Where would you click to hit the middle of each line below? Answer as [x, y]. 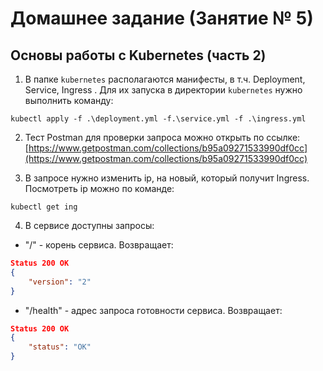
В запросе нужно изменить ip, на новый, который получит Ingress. [167, 178]
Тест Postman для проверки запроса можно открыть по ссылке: [162, 137]
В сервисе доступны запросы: [89, 225]
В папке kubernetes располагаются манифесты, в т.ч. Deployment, [165, 79]
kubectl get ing [44, 207]
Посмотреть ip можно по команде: [99, 188]
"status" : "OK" [60, 347]
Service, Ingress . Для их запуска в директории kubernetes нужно [163, 90]
